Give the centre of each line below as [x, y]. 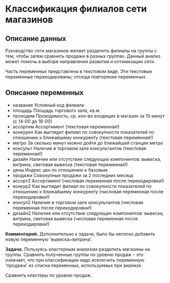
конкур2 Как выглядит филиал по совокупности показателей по [82, 186]
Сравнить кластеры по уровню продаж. [49, 275]
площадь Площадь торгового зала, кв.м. [57, 110]
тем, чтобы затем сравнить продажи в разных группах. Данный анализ [83, 56]
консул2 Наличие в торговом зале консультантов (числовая [78, 202]
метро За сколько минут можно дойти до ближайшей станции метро [88, 143]
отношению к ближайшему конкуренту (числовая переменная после [88, 191]
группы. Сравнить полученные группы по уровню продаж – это [74, 254]
